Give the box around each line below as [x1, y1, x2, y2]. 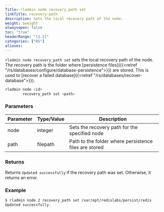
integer [37, 127, 54, 134]
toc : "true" [5, 30, 29, 35]
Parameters [5, 103, 33, 110]
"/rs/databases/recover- [93, 72, 143, 78]
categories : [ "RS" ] [5, 39, 45, 44]
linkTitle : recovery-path [5, 12, 58, 17]
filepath [37, 141, 55, 148]
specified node [69, 130, 104, 136]
